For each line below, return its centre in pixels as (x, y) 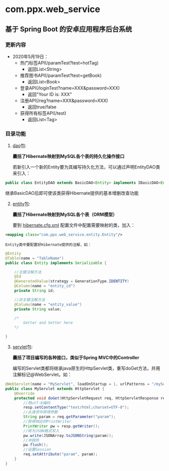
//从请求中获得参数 (40, 412)
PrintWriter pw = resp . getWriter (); (62, 426)
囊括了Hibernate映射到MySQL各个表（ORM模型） (65, 214)
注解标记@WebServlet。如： (42, 375)
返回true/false (42, 107)
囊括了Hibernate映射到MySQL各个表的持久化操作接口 (68, 156)
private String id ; (35, 291)
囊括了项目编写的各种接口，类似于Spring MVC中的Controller (76, 358)
